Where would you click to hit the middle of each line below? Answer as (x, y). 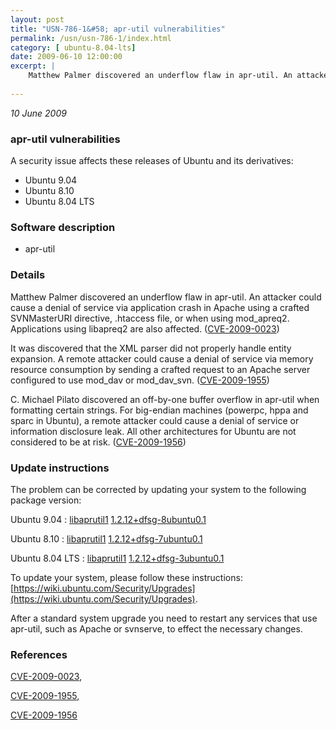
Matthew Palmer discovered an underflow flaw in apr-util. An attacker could (166, 297)
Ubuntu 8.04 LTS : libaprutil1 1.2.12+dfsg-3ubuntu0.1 (117, 558)
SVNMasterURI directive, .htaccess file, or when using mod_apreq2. (150, 318)
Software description (63, 227)
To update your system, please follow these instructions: (126, 577)
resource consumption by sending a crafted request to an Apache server (160, 369)
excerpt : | (33, 66)
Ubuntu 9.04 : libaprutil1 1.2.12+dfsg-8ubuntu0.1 (108, 519)
